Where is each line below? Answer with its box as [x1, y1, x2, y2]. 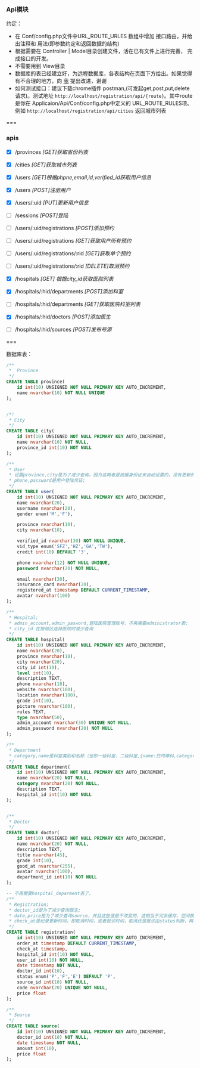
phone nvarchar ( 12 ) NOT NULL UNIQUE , [17, 559, 111, 566]
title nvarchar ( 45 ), [17, 852, 68, 858]
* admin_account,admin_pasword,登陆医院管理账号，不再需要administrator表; [8, 620, 189, 626]
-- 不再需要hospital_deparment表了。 [6, 890, 93, 897]
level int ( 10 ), [17, 670, 55, 676]
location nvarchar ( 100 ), [17, 692, 79, 698]
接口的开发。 [20, 55, 52, 62]
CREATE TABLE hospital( [6, 637, 65, 643]
